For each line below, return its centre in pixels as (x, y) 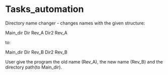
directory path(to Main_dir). (34, 67)
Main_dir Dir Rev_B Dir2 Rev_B (36, 52)
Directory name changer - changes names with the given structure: (75, 23)
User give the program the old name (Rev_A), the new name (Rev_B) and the (84, 61)
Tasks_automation (45, 9)
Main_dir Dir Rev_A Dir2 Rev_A (36, 32)
